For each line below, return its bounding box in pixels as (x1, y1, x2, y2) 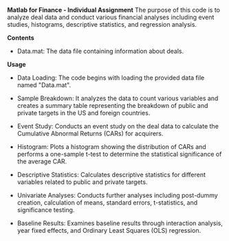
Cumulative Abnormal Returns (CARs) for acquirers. (17, 130, 164, 137)
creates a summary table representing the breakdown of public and (17, 102, 208, 109)
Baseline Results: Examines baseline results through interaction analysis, (17, 219, 223, 227)
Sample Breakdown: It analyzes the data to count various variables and (17, 94, 219, 102)
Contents (7, 34, 34, 42)
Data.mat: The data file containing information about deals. (17, 47, 184, 55)
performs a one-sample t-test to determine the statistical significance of (17, 150, 222, 158)
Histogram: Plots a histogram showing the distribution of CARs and (17, 143, 206, 150)
